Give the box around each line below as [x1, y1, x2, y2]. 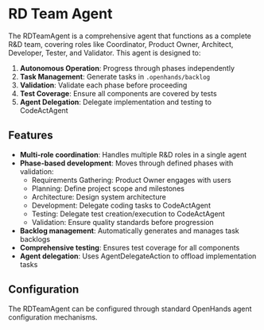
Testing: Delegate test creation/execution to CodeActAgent [31, 208, 225, 219]
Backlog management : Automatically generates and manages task [19, 226, 240, 235]
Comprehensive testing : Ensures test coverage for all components [19, 243, 240, 252]
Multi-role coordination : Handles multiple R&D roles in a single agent [19, 149, 247, 159]
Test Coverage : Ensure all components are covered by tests [19, 88, 217, 98]
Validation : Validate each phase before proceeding [19, 80, 188, 90]
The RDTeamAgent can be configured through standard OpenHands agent [8, 304, 252, 313]
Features [8, 129, 53, 142]
